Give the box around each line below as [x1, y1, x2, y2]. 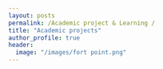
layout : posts [8, 11, 56, 20]
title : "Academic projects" [8, 26, 102, 34]
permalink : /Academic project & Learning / [8, 19, 156, 27]
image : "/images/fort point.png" [15, 48, 127, 56]
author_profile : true [8, 33, 81, 42]
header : [8, 41, 34, 49]
